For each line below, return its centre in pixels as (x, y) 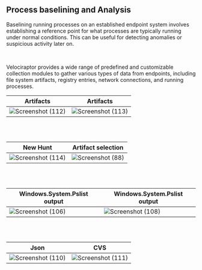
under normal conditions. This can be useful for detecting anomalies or (94, 37)
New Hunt (38, 147)
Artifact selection (98, 147)
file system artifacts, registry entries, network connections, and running (95, 80)
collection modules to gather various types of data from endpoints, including (101, 73)
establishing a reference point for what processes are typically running (94, 31)
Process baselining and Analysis (69, 10)
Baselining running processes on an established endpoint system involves (98, 24)
